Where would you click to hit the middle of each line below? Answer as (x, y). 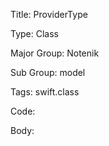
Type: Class (34, 33)
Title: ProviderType (49, 14)
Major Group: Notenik (55, 53)
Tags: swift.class (45, 92)
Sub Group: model (48, 72)
